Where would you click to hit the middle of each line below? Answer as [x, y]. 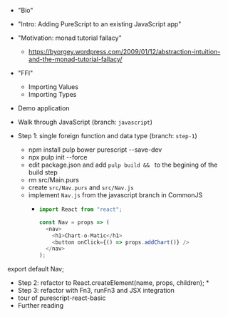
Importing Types [52, 94]
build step [43, 172]
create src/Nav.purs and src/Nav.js [81, 187]
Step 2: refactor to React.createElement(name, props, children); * [113, 283]
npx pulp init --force [58, 157]
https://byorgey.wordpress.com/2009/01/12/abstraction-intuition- [124, 52]
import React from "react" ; [81, 209]
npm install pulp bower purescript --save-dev [95, 150]
